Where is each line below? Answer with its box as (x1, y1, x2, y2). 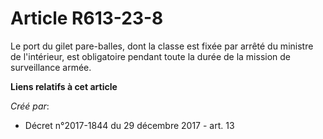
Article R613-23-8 (10, 7, 164, 30)
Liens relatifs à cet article (10, 80, 118, 92)
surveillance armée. (10, 61, 92, 73)
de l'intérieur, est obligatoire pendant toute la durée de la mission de (10, 50, 292, 62)
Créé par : (10, 100, 50, 112)
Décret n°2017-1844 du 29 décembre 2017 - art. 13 (24, 119, 235, 131)
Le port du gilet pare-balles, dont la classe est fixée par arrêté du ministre (10, 40, 314, 52)
